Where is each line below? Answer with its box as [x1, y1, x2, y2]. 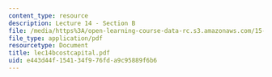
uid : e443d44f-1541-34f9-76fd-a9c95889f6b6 [8, 57, 158, 65]
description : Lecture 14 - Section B [8, 19, 136, 27]
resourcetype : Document [8, 42, 89, 50]
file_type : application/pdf [8, 34, 104, 43]
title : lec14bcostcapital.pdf [8, 49, 111, 57]
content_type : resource [8, 11, 89, 20]
